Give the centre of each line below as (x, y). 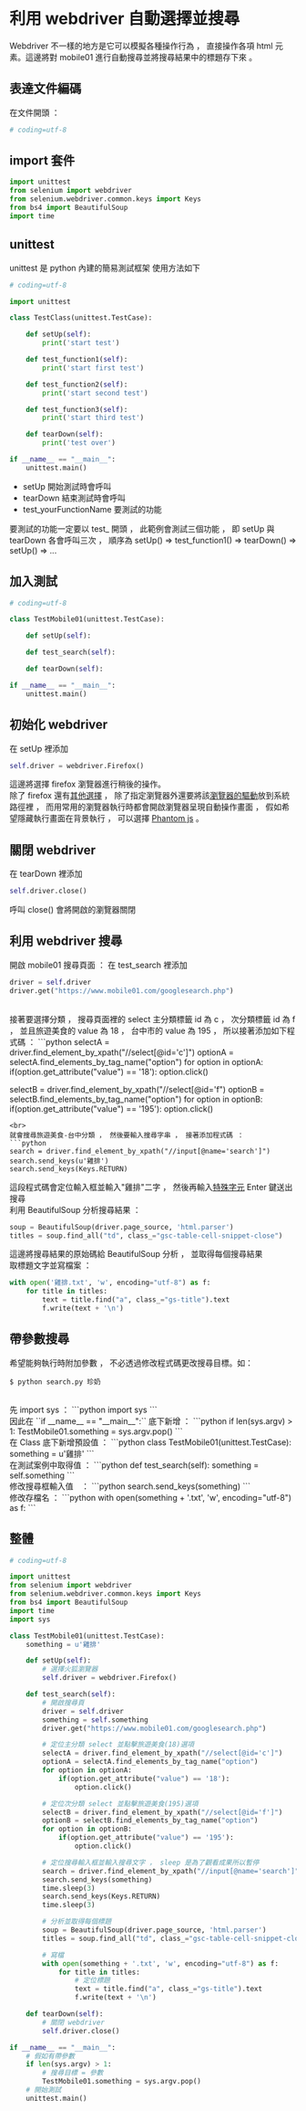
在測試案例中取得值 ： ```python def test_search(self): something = (134, 1465)
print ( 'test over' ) (79, 443)
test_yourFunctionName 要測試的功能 (92, 509)
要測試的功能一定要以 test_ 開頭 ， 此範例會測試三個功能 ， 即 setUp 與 (142, 528)
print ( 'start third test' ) (93, 418)
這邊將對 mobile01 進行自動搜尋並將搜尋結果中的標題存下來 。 (141, 57)
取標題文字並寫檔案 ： (51, 1265)
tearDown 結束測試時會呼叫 (74, 498)
